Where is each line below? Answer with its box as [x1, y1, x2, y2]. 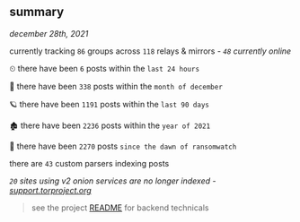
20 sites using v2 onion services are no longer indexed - [9, 175, 216, 186]
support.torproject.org [9, 184, 92, 195]
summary [9, 4, 65, 20]
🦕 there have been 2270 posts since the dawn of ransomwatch [9, 141, 237, 151]
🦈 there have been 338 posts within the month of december [9, 81, 223, 91]
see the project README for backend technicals [31, 202, 209, 213]
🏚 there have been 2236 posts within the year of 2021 [9, 120, 211, 131]
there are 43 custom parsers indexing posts [9, 158, 170, 168]
